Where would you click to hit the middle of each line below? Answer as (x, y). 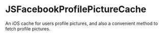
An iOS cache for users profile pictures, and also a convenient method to (81, 23)
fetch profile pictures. (28, 28)
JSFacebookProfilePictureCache (76, 9)
